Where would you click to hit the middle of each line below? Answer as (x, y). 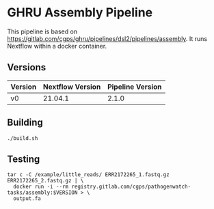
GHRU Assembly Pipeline (80, 13)
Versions (27, 67)
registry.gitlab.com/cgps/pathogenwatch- (131, 187)
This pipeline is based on (42, 31)
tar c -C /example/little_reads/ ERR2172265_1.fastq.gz (88, 175)
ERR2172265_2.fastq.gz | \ (45, 181)
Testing (24, 159)
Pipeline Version (134, 87)
